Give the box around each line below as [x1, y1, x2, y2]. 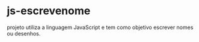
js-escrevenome [7, 4, 91, 18]
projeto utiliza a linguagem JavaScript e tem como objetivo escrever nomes [7, 24, 194, 31]
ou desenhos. [7, 30, 41, 37]
